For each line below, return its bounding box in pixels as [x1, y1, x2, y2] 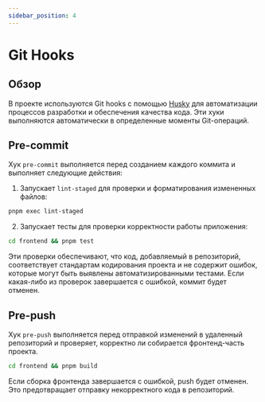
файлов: [19, 192, 48, 201]
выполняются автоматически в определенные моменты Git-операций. [8, 115, 249, 125]
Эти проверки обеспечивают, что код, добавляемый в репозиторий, [8, 252, 241, 261]
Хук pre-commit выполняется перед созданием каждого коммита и [8, 160, 236, 170]
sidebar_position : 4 [8, 11, 77, 20]
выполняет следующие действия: [8, 168, 123, 178]
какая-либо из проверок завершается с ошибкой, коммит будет [8, 277, 227, 287]
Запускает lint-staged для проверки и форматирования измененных [19, 184, 256, 193]
